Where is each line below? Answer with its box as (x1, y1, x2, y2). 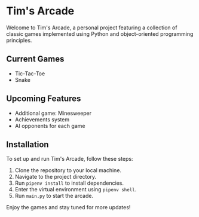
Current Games (6, 54, 65, 64)
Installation (6, 139, 49, 149)
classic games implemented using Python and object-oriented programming (6, 30, 194, 37)
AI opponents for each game (14, 122, 85, 129)
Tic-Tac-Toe (14, 70, 45, 77)
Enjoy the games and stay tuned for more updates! (6, 204, 131, 211)
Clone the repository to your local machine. (14, 167, 121, 174)
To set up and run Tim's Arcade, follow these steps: (6, 155, 133, 163)
